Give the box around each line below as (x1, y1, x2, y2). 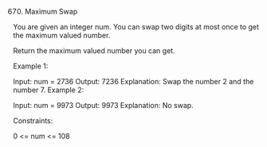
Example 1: (13, 61, 49, 71)
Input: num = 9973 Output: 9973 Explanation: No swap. (13, 101, 194, 110)
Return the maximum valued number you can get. (13, 46, 175, 55)
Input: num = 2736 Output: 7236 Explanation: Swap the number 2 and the (13, 77, 254, 86)
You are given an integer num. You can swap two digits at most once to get (13, 22, 260, 31)
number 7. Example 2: (13, 85, 84, 95)
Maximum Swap (24, 7, 78, 16)
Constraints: (13, 116, 53, 126)
